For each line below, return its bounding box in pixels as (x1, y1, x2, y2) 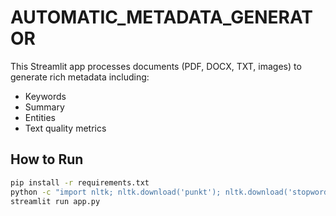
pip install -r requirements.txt (10, 177, 150, 188)
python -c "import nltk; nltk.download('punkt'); (10, 187, 222, 197)
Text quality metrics (24, 122, 107, 134)
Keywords (24, 90, 67, 102)
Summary (24, 101, 65, 113)
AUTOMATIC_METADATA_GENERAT (10, 6, 314, 29)
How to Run (10, 151, 84, 168)
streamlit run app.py (10, 196, 101, 206)
